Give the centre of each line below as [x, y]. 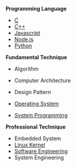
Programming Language [36, 9]
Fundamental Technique [36, 57]
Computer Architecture [42, 81]
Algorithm [26, 69]
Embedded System [38, 138]
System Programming [41, 115]
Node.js [24, 39]
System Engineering [39, 157]
